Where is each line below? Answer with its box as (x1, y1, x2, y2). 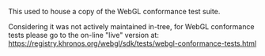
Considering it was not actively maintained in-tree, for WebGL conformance (8, 22, 255, 31)
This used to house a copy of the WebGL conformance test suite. (8, 7, 221, 16)
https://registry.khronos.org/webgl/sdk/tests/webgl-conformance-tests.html (8, 39, 257, 48)
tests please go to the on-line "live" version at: (8, 31, 160, 39)
